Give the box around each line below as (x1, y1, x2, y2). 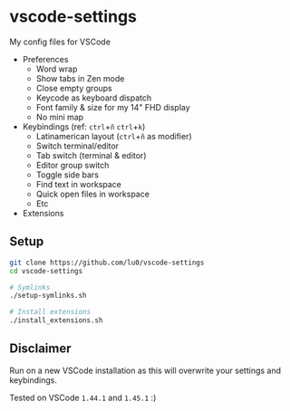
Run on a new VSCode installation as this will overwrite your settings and (9, 365, 282, 376)
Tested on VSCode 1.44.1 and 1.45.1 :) (9, 392, 157, 403)
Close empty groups (35, 82, 113, 93)
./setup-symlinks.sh (9, 292, 88, 301)
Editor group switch (35, 159, 110, 170)
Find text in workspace (35, 178, 122, 189)
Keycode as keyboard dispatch (35, 92, 152, 103)
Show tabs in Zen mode (35, 72, 125, 83)
